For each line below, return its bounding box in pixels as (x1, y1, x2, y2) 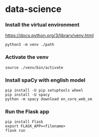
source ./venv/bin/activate (5, 65, 64, 70)
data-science (5, 3, 62, 15)
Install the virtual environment (5, 21, 80, 28)
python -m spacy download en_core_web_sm (5, 97, 93, 102)
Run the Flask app (5, 108, 50, 115)
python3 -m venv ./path (5, 42, 55, 47)
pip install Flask (5, 120, 43, 125)
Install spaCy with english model (5, 76, 86, 83)
